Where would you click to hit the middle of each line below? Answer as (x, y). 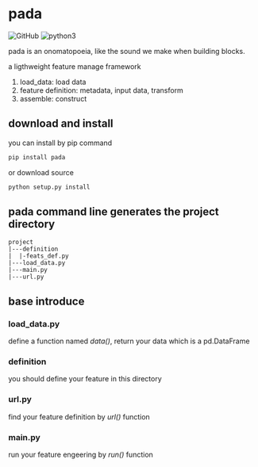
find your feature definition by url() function (79, 416)
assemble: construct (53, 98)
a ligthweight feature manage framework (75, 66)
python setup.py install (49, 187)
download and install (61, 124)
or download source (41, 172)
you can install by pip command (60, 143)
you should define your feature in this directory (85, 379)
